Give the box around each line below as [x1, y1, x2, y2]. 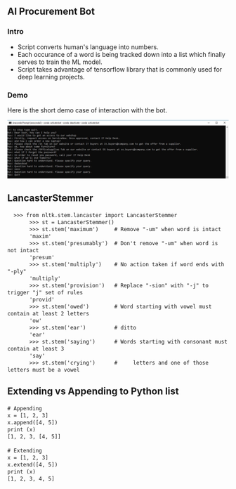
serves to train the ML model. [17, 58, 103, 66]
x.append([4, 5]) [7, 419, 58, 426]
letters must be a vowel [7, 366, 80, 373]
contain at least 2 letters [7, 310, 90, 317]
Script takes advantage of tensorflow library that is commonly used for [17, 65, 223, 73]
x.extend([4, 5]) [7, 461, 58, 468]
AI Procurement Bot [7, 6, 95, 18]
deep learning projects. [17, 72, 86, 81]
